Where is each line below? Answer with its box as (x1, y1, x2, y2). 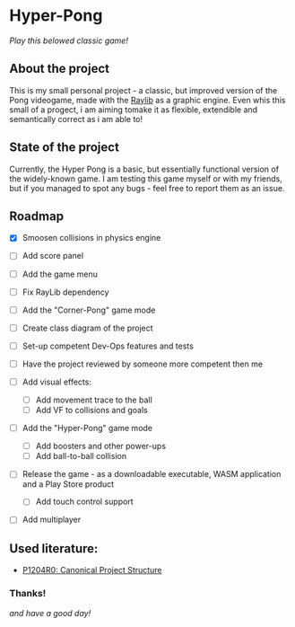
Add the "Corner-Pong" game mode (22, 305, 156, 315)
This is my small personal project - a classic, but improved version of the (9, 84, 278, 95)
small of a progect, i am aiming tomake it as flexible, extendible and (9, 104, 258, 115)
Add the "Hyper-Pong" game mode (22, 423, 153, 434)
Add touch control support (35, 496, 134, 508)
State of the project (9, 140, 119, 155)
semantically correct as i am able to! (9, 113, 143, 124)
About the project (9, 61, 110, 76)
